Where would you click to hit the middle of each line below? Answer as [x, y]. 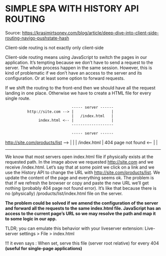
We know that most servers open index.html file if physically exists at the [79, 157]
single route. [18, 98]
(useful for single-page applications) [44, 248]
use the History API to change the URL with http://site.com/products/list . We [83, 172]
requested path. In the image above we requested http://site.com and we [79, 162]
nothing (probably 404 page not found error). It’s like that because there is [81, 188]
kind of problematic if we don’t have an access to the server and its [74, 73]
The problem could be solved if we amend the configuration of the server [82, 203]
